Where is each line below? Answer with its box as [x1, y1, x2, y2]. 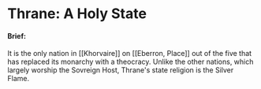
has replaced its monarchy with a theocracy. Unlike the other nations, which [7, 57, 254, 67]
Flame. [7, 74, 29, 83]
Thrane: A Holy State [7, 5, 147, 23]
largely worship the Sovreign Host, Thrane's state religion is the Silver [7, 65, 234, 75]
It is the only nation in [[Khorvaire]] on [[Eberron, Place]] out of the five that [7, 49, 252, 58]
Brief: [7, 31, 27, 40]
